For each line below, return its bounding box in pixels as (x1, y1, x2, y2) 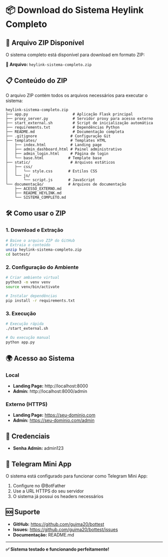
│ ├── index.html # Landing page (5, 142, 102, 147)
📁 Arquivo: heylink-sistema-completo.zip (5, 62, 92, 67)
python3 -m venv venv (5, 280, 51, 285)
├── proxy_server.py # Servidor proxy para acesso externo (5, 116, 154, 121)
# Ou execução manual (5, 335, 51, 340)
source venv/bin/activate (5, 284, 59, 290)
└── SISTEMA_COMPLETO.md (14, 195, 66, 200)
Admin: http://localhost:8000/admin (12, 388, 88, 394)
